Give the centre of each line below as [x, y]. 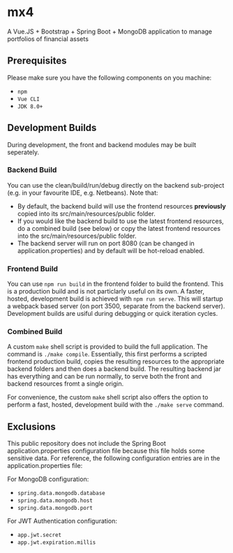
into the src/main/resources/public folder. [77, 236]
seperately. [23, 152]
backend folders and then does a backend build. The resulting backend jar [114, 369]
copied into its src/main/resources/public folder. [86, 213]
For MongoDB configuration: [48, 479]
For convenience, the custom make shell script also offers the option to [108, 397]
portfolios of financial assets [48, 38]
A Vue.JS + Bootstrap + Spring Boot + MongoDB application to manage [110, 31]
